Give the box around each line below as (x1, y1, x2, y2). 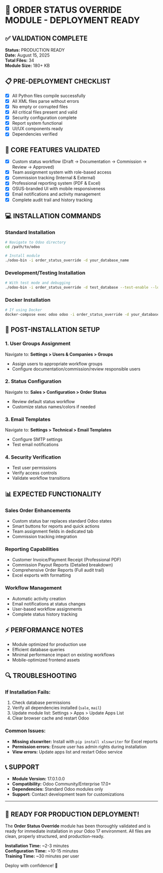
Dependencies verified (12, 131, 58, 137)
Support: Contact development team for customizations (12, 792, 125, 797)
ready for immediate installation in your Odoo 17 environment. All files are (5, 828, 151, 834)
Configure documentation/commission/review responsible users (12, 366, 141, 372)
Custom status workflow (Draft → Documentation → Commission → (12, 158, 147, 165)
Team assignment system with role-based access (12, 169, 112, 175)
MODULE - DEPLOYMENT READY (5, 15, 140, 26)
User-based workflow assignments (12, 606, 82, 612)
